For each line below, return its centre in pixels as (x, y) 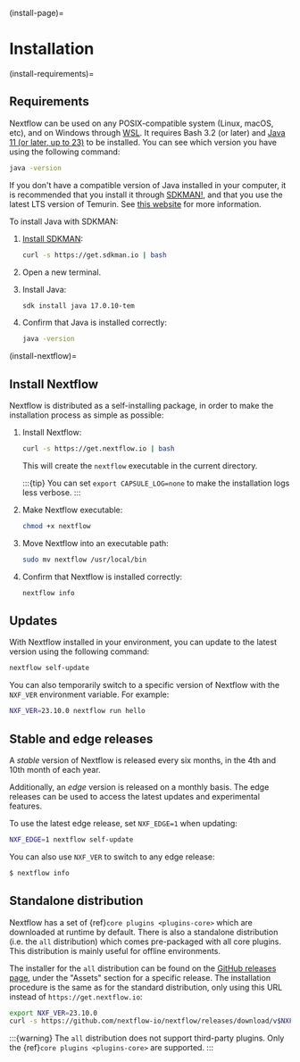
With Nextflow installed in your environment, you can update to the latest (143, 643)
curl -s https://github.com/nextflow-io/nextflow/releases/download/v (143, 1021)
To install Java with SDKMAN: (64, 221)
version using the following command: (79, 651)
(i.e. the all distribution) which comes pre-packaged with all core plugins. (146, 942)
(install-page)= (37, 13)
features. (26, 806)
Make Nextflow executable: (72, 510)
